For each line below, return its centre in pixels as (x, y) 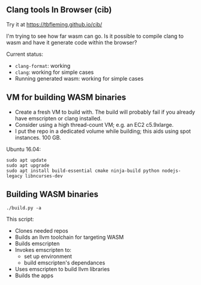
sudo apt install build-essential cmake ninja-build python (83, 171)
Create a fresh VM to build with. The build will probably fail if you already (105, 112)
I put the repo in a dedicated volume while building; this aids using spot (103, 131)
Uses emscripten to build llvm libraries (62, 269)
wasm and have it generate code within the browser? (72, 42)
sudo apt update (26, 160)
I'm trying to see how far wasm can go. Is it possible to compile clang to (95, 36)
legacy (14, 176)
